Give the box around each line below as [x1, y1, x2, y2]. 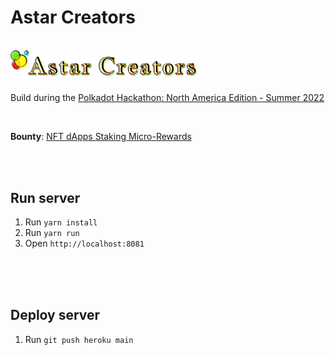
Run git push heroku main [24, 333, 134, 345]
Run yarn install [24, 216, 98, 228]
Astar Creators [10, 6, 136, 29]
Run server [10, 189, 81, 206]
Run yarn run [24, 226, 80, 238]
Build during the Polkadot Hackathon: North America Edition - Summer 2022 [10, 92, 325, 104]
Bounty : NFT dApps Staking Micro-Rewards [10, 131, 192, 143]
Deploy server [10, 307, 101, 324]
